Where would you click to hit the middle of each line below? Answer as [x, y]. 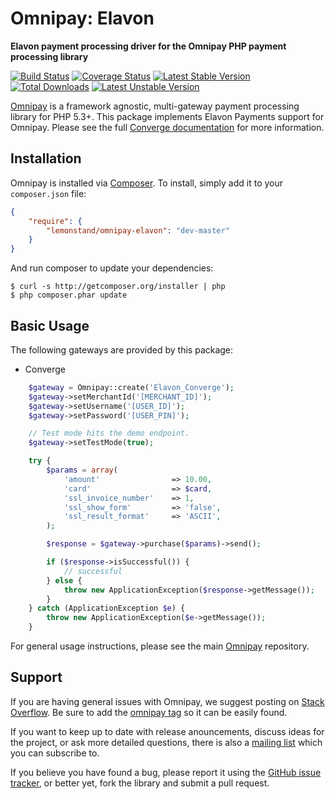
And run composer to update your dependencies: [112, 268]
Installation [46, 158]
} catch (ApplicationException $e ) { [107, 608]
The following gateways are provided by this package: [122, 349]
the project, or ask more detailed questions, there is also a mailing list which [166, 742]
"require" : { [55, 221]
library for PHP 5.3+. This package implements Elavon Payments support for [167, 116]
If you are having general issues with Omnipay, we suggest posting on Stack [167, 701]
